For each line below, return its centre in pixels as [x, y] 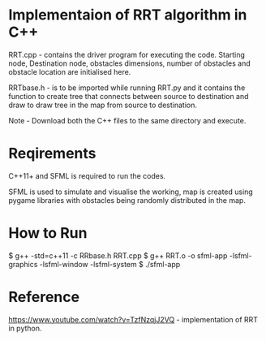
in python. [25, 328]
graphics [23, 264]
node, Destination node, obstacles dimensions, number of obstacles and [130, 63]
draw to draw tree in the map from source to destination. [103, 105]
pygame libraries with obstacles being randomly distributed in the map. [127, 200]
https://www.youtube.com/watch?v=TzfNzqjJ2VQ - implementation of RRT [133, 319]
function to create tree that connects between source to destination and [129, 96]
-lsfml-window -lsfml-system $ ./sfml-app [110, 264]
